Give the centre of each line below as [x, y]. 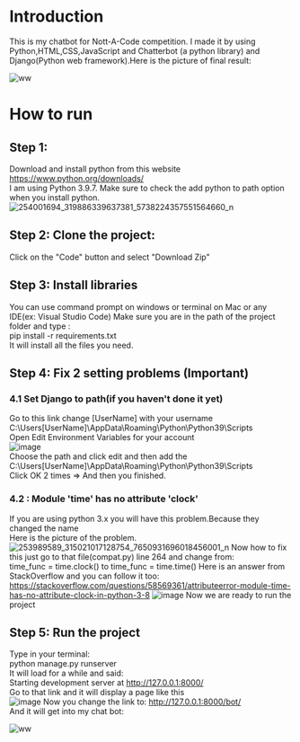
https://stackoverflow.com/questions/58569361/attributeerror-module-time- [150, 585]
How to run [51, 115]
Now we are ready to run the [238, 595]
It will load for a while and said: [66, 673]
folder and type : [40, 326]
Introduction [57, 17]
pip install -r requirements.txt [63, 335]
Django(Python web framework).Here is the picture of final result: [130, 60]
